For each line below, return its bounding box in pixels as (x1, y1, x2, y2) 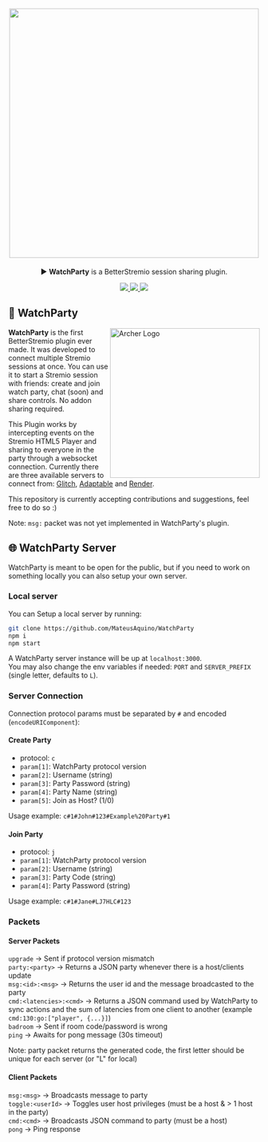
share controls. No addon (8, 395, 92, 405)
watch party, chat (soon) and (8, 387, 104, 397)
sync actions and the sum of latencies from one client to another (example (8, 1005, 253, 1014)
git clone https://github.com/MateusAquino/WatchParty (8, 624, 195, 632)
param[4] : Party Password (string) (19, 881, 131, 891)
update (8, 970, 32, 981)
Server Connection (8, 690, 84, 701)
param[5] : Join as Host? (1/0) (19, 795, 114, 805)
